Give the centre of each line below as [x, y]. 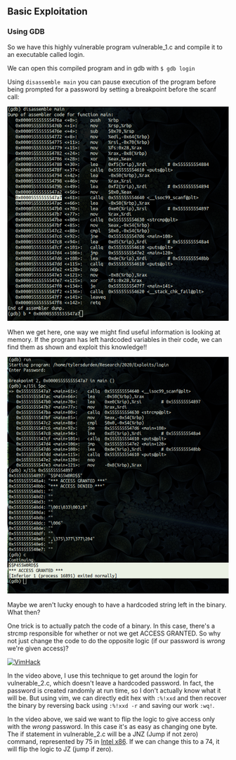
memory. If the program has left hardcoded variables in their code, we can [115, 339]
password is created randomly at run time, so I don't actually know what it [114, 691]
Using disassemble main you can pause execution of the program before [112, 82]
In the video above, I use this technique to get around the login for [103, 676]
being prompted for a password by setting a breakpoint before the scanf [112, 89]
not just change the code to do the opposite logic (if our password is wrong [116, 641]
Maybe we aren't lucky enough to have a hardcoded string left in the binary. [117, 605]
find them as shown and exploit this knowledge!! [77, 347]
